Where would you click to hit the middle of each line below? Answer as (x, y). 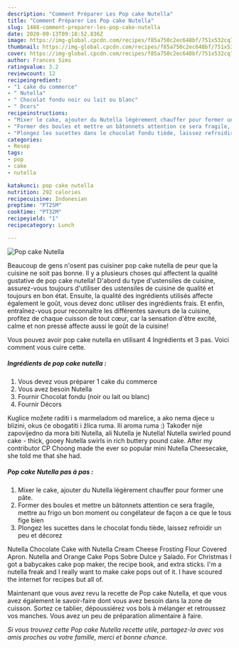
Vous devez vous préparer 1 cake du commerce (87, 381)
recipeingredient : (34, 80)
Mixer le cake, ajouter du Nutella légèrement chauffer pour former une (121, 490)
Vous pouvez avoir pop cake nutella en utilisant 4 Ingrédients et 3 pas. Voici (118, 339)
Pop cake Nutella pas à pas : (51, 472)
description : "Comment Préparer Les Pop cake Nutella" (90, 14)
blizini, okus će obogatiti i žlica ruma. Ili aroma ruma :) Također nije (105, 425)
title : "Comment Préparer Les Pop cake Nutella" (81, 21)
